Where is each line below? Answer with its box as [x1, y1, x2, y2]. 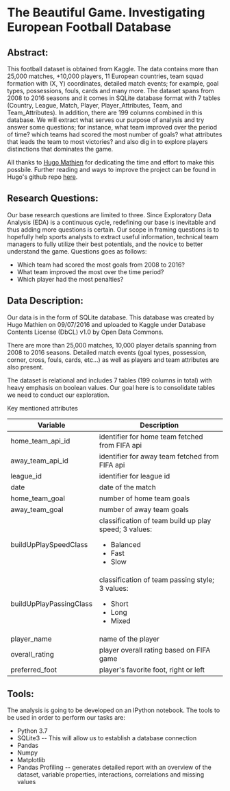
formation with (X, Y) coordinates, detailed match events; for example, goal [7, 80, 219, 87]
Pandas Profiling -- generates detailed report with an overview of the [16, 763, 212, 772]
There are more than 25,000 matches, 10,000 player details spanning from [7, 341, 217, 349]
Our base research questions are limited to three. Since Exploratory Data [7, 210, 212, 219]
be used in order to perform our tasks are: [7, 714, 125, 722]
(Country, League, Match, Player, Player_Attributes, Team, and [7, 101, 183, 109]
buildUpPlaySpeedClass [10, 539, 88, 549]
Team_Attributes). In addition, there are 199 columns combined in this [7, 108, 203, 117]
